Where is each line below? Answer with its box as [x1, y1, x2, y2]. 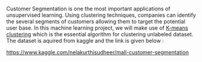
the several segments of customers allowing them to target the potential [6, 18, 186, 25]
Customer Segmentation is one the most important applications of [6, 5, 171, 12]
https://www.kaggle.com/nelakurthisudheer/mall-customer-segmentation [6, 49, 189, 56]
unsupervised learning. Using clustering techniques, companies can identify [6, 11, 197, 19]
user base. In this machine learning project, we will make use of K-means [6, 24, 189, 31]
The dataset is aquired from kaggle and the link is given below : [6, 37, 165, 44]
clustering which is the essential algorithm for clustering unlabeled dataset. [6, 31, 194, 38]
